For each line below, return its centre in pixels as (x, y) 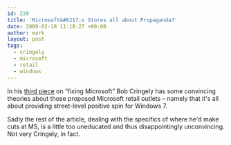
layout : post (26, 39)
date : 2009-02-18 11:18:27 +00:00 (57, 26)
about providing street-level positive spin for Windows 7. (87, 106)
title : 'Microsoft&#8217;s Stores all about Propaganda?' (92, 20)
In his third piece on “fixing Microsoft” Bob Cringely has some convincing (112, 91)
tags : (15, 46)
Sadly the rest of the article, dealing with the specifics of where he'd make (113, 119)
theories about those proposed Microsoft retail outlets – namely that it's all (113, 98)
